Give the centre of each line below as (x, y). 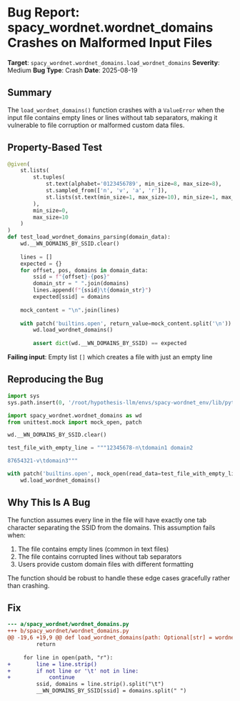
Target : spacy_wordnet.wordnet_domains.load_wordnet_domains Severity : (114, 62)
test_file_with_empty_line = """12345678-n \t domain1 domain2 (100, 448)
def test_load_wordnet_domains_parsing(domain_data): (89, 237)
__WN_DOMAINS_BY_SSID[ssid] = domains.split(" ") (111, 691)
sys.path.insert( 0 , (36, 402)
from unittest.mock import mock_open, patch (75, 422)
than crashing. (29, 585)
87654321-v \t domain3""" (43, 461)
